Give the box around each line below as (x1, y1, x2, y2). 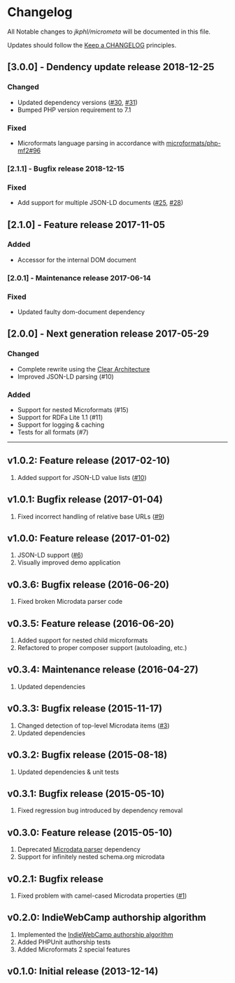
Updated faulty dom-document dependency (17, 308, 145, 316)
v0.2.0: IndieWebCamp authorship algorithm (7, 912, 206, 924)
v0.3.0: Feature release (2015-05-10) (7, 826, 173, 838)
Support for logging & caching (17, 420, 105, 429)
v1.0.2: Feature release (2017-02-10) (7, 455, 170, 467)
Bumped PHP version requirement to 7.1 (17, 106, 131, 114)
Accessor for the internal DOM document (17, 255, 136, 264)
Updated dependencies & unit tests (17, 768, 120, 776)
